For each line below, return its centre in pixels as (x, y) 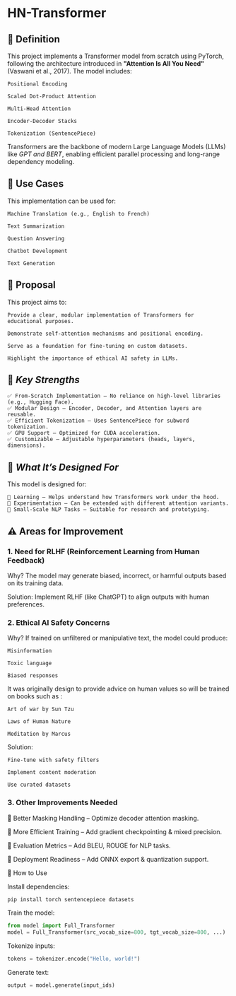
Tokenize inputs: (31, 946)
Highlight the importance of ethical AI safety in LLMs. (93, 358)
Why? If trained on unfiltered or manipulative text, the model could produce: (118, 638)
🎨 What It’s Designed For (63, 467)
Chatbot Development (38, 251)
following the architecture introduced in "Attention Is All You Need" (106, 64)
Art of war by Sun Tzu (41, 709)
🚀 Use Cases (36, 184)
